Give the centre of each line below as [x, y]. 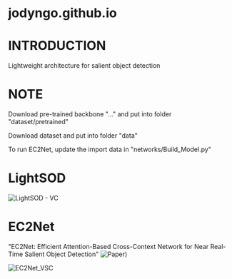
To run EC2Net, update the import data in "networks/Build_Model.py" [110, 149]
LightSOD [37, 178]
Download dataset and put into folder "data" [73, 136]
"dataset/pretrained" [38, 122]
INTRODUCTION [57, 46]
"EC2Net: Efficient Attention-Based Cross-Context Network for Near [109, 246]
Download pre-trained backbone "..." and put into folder [90, 114]
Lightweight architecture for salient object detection [84, 66]
